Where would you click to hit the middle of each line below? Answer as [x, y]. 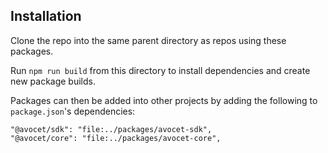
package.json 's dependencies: [73, 111]
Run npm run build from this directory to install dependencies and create [160, 70]
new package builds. [53, 81]
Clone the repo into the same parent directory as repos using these [148, 40]
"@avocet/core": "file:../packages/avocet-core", [116, 138]
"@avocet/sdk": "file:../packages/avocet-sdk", [111, 129]
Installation [46, 16]
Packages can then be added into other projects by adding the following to [164, 100]
